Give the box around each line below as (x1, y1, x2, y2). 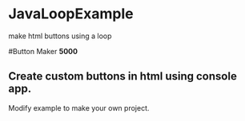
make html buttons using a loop (8, 31, 112, 41)
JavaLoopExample (8, 5, 134, 23)
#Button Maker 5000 (8, 46, 78, 56)
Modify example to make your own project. (8, 103, 150, 112)
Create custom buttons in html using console (8, 69, 238, 84)
